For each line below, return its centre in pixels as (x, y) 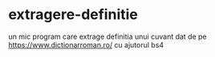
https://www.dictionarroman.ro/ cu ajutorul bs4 (86, 44)
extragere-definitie (73, 15)
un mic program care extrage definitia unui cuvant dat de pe (107, 36)
